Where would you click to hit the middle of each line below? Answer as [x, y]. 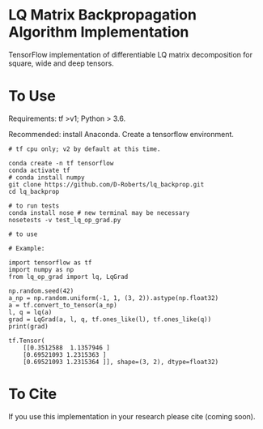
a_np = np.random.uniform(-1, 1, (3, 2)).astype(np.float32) [114, 298]
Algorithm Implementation [99, 32]
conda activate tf [39, 170]
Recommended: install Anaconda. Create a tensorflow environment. [121, 134]
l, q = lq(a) [30, 312]
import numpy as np [41, 269]
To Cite [33, 394]
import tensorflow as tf [50, 262]
